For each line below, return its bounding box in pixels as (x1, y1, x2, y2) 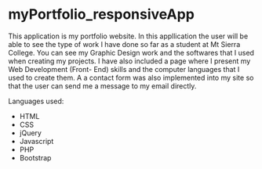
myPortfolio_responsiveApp (8, 5, 195, 23)
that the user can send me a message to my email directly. (8, 81, 197, 91)
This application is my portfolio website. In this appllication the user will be (8, 31, 249, 41)
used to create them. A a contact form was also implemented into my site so (8, 73, 254, 82)
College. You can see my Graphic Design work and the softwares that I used (8, 48, 255, 57)
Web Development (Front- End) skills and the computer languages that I (8, 64, 240, 74)
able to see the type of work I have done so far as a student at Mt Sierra (8, 39, 241, 49)
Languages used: (8, 96, 64, 106)
